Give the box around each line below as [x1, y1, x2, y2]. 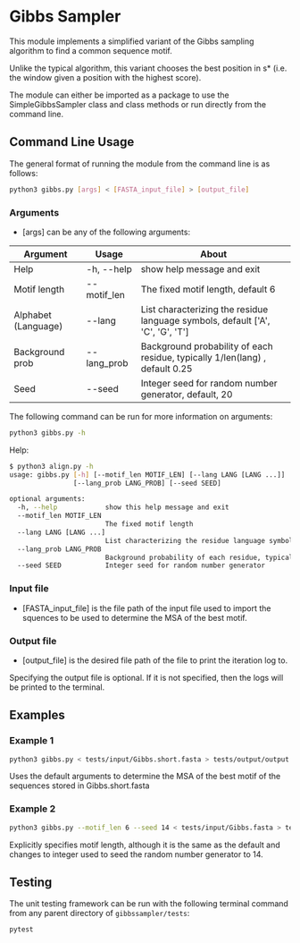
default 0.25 [140, 362, 193, 375]
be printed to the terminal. [9, 682, 105, 692]
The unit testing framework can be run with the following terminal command [9, 898, 288, 909]
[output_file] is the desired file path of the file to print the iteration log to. [21, 655, 288, 666]
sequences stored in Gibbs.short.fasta [9, 780, 150, 791]
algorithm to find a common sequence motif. [9, 45, 172, 55]
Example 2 [9, 803, 56, 815]
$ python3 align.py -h [9, 462, 94, 471]
